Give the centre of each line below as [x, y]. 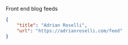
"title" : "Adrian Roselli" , [52, 25]
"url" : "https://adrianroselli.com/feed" [69, 31]
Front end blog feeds [32, 9]
